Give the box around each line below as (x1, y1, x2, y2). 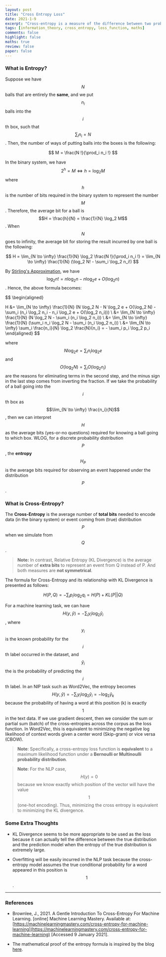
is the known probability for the (5, 636, 69, 642)
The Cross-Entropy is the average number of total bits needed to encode (5, 511, 156, 517)
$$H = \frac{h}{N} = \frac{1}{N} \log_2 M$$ (39, 215, 127, 221)
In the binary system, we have (5, 159, 66, 166)
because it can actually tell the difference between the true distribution (12, 836, 157, 842)
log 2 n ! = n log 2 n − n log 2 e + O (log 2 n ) (46, 276, 120, 283)
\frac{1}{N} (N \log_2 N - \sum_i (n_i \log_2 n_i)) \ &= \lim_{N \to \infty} (5, 314, 147, 320)
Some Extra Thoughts (5, 820, 58, 827)
